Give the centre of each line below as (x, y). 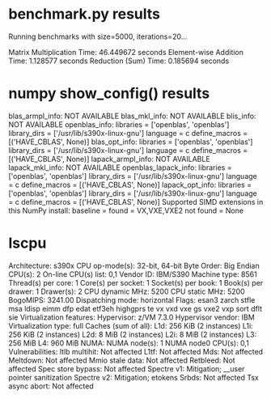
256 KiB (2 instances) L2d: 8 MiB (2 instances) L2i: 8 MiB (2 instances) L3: (133, 334)
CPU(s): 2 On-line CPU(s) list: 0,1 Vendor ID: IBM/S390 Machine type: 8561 (133, 274)
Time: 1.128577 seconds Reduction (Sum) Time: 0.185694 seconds (119, 61)
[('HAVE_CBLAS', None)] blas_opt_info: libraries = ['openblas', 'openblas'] (131, 142)
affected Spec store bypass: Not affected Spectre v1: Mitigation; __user (127, 368)
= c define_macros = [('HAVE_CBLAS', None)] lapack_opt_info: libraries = (130, 185)
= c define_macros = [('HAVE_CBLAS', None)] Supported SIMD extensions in (136, 202)
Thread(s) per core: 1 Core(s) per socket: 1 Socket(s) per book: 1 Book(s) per (136, 282)
